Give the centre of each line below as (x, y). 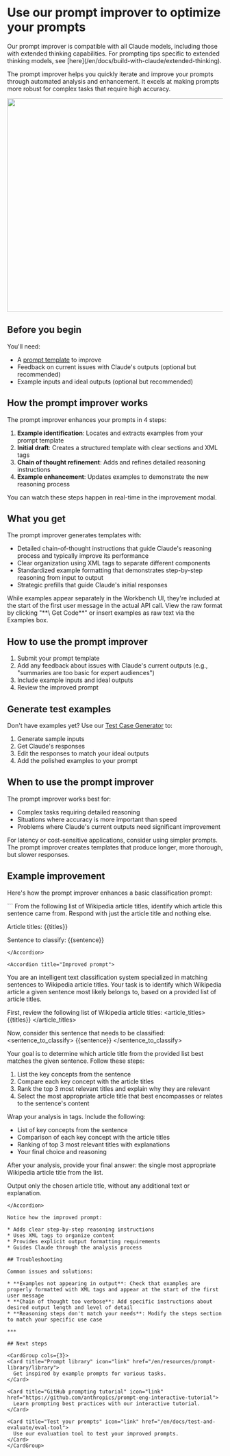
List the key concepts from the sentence (74, 1074)
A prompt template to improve (59, 360)
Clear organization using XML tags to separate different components (114, 563)
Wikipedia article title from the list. (55, 1172)
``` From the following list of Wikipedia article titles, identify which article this (115, 906)
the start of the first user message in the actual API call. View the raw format (115, 606)
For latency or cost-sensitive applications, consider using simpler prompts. (112, 840)
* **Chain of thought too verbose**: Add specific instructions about (110, 1302)
